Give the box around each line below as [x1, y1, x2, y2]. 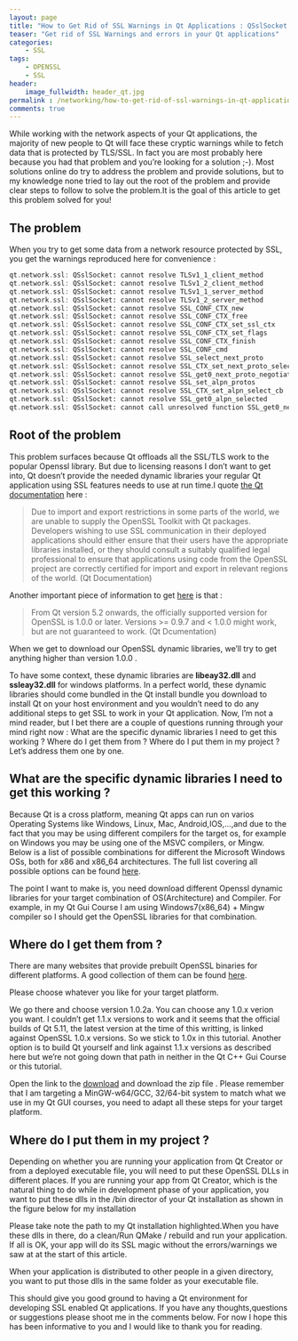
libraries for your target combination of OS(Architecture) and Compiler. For [9, 892, 281, 903]
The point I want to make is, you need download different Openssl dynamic [9, 883, 284, 893]
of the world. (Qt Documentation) [30, 572, 153, 583]
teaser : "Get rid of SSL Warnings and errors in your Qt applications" [9, 29, 279, 38]
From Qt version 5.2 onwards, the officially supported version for [30, 607, 268, 618]
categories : [9, 37, 53, 47]
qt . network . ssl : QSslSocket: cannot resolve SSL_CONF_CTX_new [9, 303, 244, 312]
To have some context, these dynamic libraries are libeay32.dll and [9, 669, 256, 681]
